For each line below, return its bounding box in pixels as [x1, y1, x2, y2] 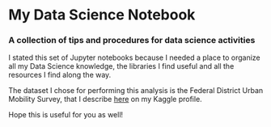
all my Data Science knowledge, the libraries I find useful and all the [8, 61, 235, 71]
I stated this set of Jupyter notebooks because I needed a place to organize [8, 53, 260, 62]
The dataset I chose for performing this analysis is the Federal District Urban [8, 86, 264, 95]
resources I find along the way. [8, 70, 112, 80]
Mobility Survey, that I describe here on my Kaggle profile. [8, 95, 202, 104]
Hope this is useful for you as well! [8, 110, 124, 120]
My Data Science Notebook [8, 6, 196, 24]
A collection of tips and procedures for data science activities [8, 35, 256, 46]
